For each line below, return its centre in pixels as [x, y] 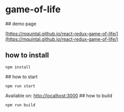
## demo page [21, 24]
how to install [27, 55]
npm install [18, 67]
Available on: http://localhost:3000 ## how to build [59, 96]
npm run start [20, 86]
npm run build [20, 105]
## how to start [22, 77]
